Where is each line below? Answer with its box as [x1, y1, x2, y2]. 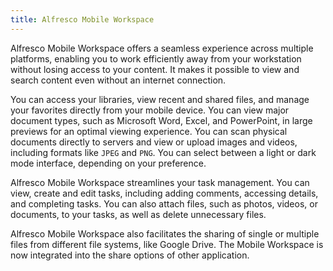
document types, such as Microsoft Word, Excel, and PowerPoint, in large [10, 114, 313, 126]
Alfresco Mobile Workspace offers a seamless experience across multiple [10, 42, 314, 54]
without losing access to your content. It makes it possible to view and [10, 63, 300, 75]
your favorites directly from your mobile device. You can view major [10, 104, 290, 116]
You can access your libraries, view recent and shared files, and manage [10, 93, 310, 105]
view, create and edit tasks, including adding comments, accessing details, [10, 187, 319, 199]
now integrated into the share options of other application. [10, 249, 250, 261]
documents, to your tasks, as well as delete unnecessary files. [10, 208, 267, 220]
